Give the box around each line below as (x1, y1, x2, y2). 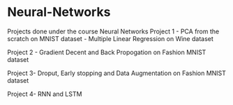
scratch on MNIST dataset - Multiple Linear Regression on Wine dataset (7, 34, 214, 42)
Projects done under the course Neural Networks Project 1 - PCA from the (7, 27, 220, 35)
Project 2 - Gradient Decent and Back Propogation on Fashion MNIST (7, 48, 206, 56)
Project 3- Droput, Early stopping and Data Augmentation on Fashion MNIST (7, 69, 227, 77)
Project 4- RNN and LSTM (7, 90, 82, 98)
